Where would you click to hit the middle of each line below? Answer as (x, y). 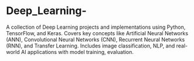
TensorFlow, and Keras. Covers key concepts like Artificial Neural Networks (97, 33)
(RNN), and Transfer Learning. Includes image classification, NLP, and (91, 46)
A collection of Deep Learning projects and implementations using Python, (96, 27)
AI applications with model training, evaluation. (77, 52)
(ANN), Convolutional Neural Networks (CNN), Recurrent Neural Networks (96, 39)
